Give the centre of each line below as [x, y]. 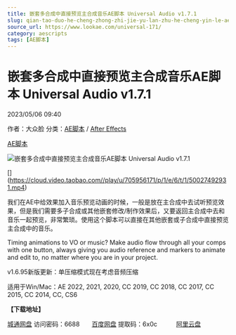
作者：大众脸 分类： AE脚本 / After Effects [67, 129]
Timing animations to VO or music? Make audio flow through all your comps [117, 242]
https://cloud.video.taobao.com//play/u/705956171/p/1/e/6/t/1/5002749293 [118, 180]
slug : [15, 20]
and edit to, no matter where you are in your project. [83, 258]
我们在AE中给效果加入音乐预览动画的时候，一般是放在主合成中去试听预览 [113, 202]
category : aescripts [38, 33]
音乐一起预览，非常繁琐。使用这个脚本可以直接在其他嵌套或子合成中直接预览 [118, 220]
